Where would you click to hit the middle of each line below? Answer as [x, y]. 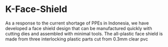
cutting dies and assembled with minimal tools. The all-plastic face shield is [84, 33]
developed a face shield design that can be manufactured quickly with [79, 28]
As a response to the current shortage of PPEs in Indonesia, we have [77, 23]
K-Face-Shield [36, 9]
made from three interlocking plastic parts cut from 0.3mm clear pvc [77, 39]
